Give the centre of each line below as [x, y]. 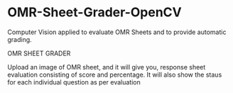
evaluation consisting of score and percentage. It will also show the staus [115, 75]
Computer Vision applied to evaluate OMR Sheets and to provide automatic [117, 32]
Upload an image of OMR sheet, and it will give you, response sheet [107, 67]
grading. [20, 39]
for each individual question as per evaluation [74, 82]
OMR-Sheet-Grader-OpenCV [95, 12]
